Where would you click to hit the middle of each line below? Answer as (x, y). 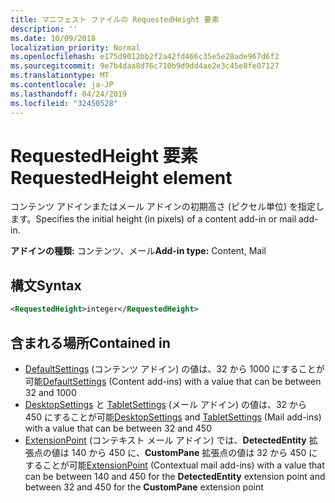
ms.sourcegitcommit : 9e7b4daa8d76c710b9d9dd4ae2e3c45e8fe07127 (145, 66)
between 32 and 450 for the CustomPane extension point (144, 487)
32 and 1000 (50, 392)
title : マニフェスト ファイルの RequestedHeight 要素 (115, 19)
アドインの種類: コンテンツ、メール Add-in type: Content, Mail (138, 251)
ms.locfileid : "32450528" (64, 103)
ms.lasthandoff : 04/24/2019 (69, 94)
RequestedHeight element (121, 177)
